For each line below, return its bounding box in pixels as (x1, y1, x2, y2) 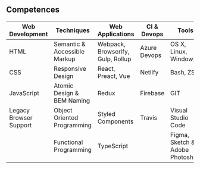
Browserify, (97, 47, 130, 55)
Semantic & (53, 40, 86, 48)
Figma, (170, 130, 189, 139)
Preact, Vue (97, 71, 130, 80)
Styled (97, 109, 116, 118)
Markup (53, 55, 76, 63)
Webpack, (97, 40, 126, 48)
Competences (6, 5, 60, 15)
